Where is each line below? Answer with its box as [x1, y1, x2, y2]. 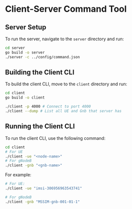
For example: [5, 172, 32, 178]
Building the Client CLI [5, 68, 75, 77]
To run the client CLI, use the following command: [5, 135, 106, 141]
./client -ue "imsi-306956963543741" [5, 186, 82, 191]
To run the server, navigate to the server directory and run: [5, 36, 124, 42]
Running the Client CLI [5, 122, 75, 131]
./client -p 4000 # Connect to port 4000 [5, 104, 91, 109]
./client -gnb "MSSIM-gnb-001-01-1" [5, 199, 80, 204]
